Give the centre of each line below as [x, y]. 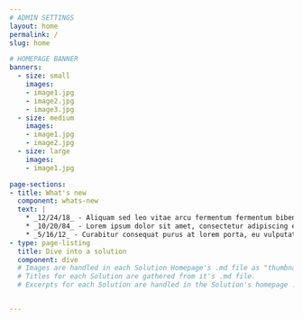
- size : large [44, 151]
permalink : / [34, 34]
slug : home [30, 43]
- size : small [44, 76]
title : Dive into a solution [72, 251]
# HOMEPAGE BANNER [44, 59]
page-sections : [38, 184]
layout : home [34, 26]
